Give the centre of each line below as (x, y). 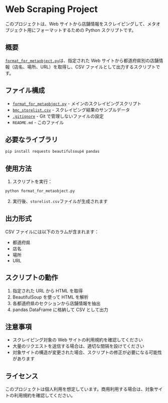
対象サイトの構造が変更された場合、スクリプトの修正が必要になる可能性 (87, 352)
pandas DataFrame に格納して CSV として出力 (60, 310)
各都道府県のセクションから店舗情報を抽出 (56, 303)
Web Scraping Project (51, 9)
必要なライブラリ (32, 139)
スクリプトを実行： (32, 181)
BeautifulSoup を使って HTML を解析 (50, 297)
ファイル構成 (25, 91)
